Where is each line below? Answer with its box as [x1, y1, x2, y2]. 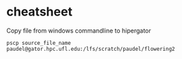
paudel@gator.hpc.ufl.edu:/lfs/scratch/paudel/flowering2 [6, 45, 175, 52]
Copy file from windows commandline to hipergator [6, 26, 151, 35]
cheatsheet [6, 4, 73, 20]
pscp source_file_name [6, 39, 71, 46]
